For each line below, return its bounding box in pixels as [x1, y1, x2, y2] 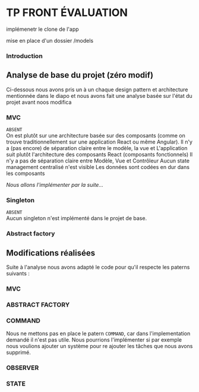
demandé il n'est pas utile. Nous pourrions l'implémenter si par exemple [6, 336, 182, 343]
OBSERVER [6, 364, 39, 372]
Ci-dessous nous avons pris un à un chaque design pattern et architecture [6, 86, 188, 93]
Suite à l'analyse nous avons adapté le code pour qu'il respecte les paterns [6, 264, 190, 270]
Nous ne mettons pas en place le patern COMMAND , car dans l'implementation [6, 330, 191, 337]
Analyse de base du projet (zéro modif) [6, 70, 153, 80]
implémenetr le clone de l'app [6, 26, 79, 33]
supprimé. [6, 349, 31, 356]
